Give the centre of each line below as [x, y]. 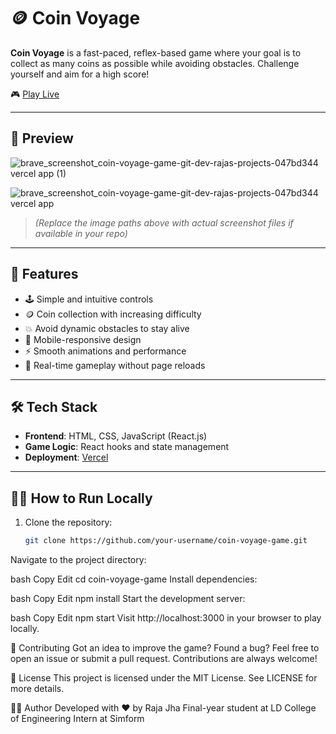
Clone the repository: [68, 522]
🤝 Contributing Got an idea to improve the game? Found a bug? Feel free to [165, 648]
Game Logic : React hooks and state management [127, 447]
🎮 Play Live [35, 94]
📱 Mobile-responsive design [83, 339]
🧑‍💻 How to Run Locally [81, 498]
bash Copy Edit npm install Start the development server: [128, 599]
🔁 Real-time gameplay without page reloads [115, 365]
